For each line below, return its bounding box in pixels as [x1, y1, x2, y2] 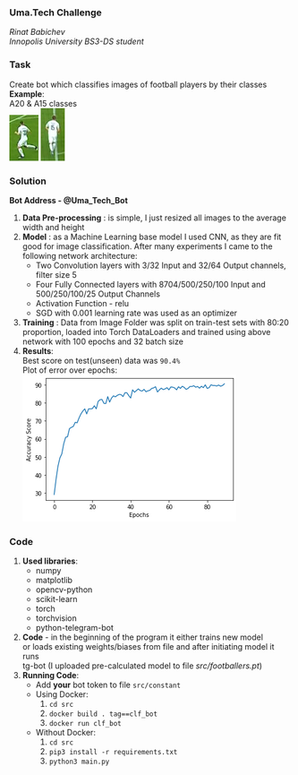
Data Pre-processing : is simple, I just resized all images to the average [21, 212, 286, 223]
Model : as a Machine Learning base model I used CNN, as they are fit [21, 231, 282, 242]
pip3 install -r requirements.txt [48, 748, 178, 757]
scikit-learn [35, 594, 78, 605]
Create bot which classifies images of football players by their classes [9, 79, 268, 90]
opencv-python [35, 584, 93, 595]
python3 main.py [48, 757, 110, 767]
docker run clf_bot [48, 719, 123, 728]
